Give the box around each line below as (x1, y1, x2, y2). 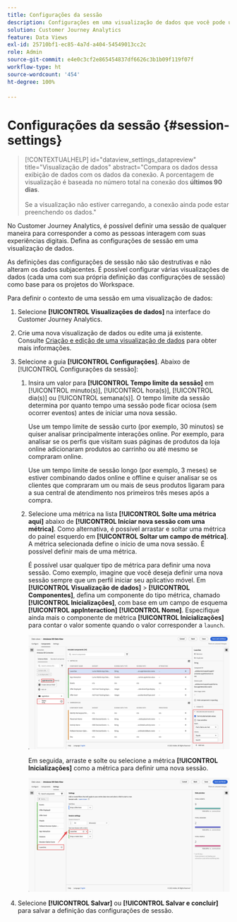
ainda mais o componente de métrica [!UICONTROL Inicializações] (28, 613, 224, 622)
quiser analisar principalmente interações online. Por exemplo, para (28, 430, 224, 438)
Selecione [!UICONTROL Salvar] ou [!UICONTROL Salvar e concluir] (17, 899, 219, 907)
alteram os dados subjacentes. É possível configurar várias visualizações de (7, 265, 229, 274)
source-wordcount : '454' (7, 71, 80, 78)
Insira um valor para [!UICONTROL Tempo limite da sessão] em (28, 378, 214, 388)
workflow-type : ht (7, 64, 61, 71)
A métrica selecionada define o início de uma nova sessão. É (28, 540, 205, 549)
